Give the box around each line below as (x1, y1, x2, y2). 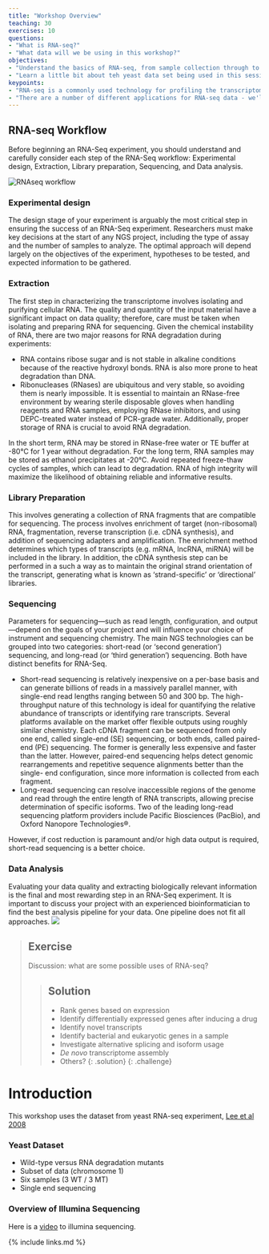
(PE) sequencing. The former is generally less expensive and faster (34, 743, 256, 752)
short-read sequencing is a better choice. (8, 843, 146, 853)
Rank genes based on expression (59, 1006, 170, 1015)
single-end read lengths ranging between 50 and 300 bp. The (19, 692, 224, 701)
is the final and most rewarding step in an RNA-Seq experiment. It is (8, 890, 232, 900)
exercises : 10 (8, 26, 56, 34)
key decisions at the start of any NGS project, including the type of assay (8, 232, 250, 242)
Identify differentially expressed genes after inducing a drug (59, 1014, 258, 1024)
